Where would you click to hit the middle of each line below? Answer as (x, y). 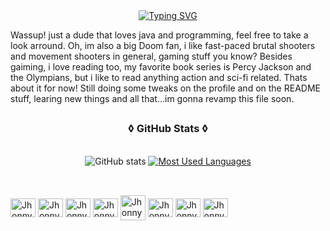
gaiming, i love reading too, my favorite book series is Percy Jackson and (161, 67)
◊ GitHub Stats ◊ (167, 129)
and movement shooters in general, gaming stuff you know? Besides (151, 56)
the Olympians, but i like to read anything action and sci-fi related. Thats (159, 77)
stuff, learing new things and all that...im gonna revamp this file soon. (152, 98)
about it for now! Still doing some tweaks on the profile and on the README (165, 88)
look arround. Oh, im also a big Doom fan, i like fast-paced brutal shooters (163, 45)
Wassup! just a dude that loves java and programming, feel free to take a (159, 35)
